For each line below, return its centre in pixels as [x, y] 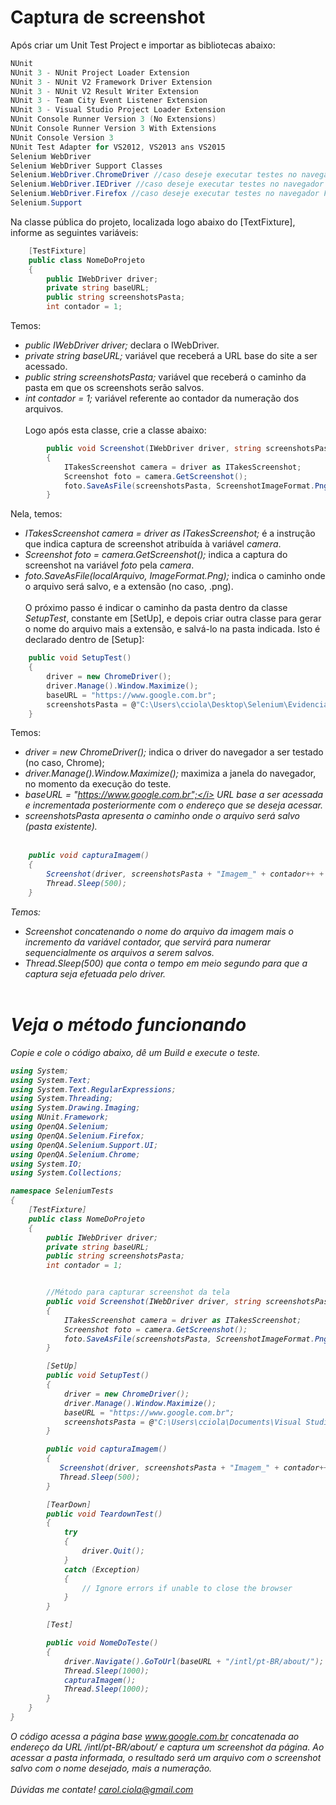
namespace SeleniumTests [62, 1191]
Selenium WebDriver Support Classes [86, 166]
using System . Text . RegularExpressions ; [93, 1089]
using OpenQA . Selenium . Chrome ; [75, 1154]
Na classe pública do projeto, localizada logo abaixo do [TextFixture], [153, 222]
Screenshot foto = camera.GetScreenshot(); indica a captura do [156, 555]
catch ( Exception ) [102, 1569]
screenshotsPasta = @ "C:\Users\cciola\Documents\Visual [182, 1422]
